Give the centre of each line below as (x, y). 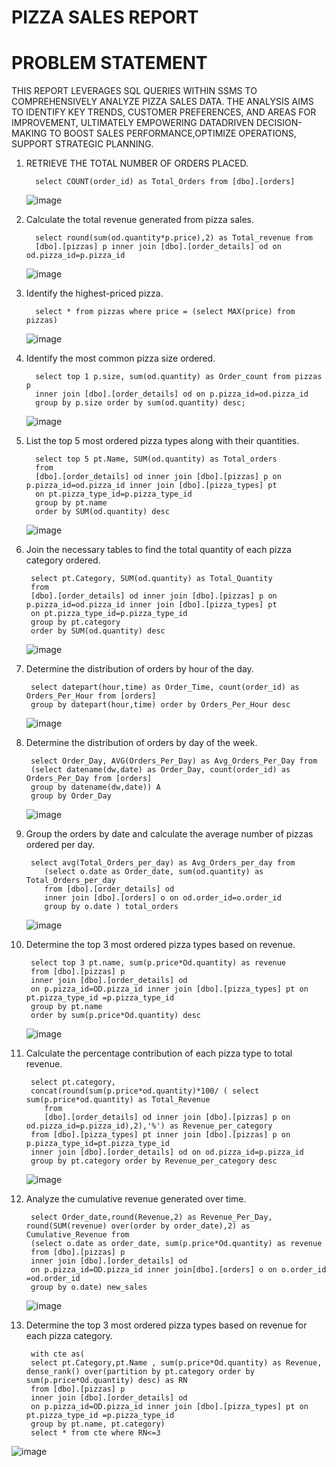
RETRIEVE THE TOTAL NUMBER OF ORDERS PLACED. (137, 163)
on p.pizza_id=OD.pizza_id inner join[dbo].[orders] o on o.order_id (178, 1270)
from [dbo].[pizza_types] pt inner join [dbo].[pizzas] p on (160, 1135)
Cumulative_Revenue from (77, 1235)
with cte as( (57, 1354)
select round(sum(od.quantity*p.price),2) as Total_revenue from (174, 238)
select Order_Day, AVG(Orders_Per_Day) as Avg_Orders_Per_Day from (174, 761)
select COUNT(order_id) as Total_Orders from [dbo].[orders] (165, 182)
